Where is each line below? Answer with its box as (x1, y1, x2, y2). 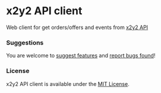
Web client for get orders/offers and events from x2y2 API (6, 24, 149, 31)
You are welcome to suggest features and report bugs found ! (6, 52, 156, 59)
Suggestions (6, 39, 44, 47)
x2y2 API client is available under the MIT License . (6, 80, 130, 87)
